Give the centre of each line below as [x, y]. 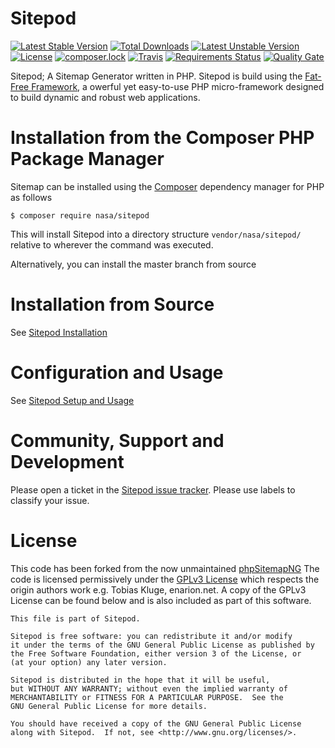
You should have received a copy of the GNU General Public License [156, 723]
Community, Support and [117, 440]
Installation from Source [112, 304]
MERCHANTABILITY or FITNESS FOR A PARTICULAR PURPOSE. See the [147, 697]
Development [67, 461]
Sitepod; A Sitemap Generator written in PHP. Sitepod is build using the [156, 76]
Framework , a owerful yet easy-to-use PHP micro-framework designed [178, 86]
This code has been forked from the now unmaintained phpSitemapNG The [165, 568]
